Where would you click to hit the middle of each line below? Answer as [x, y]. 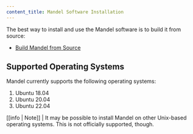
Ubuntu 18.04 [32, 93]
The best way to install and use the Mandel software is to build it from [94, 29]
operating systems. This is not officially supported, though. [80, 124]
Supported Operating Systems [65, 67]
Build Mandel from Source [48, 48]
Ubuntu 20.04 [33, 100]
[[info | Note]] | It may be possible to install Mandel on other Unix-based [96, 118]
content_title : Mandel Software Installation [65, 12]
